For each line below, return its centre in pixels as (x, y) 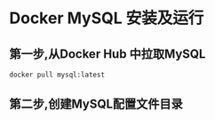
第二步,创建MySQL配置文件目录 (96, 104)
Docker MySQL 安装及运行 (107, 18)
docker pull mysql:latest (57, 75)
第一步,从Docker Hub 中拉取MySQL (107, 54)
